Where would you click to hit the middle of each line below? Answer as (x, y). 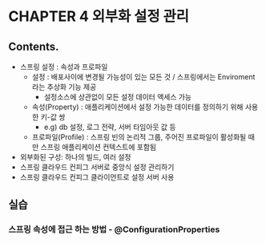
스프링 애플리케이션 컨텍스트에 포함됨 (99, 147)
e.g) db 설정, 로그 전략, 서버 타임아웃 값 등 (110, 127)
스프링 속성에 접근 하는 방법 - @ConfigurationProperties (114, 229)
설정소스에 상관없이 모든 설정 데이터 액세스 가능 (118, 97)
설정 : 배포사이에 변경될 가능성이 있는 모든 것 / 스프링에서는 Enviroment (143, 77)
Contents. (34, 46)
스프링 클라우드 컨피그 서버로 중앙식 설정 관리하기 (97, 167)
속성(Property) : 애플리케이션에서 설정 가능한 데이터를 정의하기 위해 (137, 107)
